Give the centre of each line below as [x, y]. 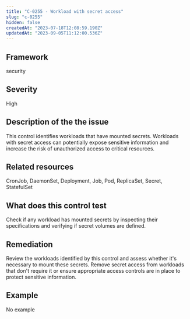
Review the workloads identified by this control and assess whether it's [91, 258]
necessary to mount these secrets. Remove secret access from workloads [95, 265]
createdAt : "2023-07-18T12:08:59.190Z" [54, 28]
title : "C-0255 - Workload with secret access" [65, 11]
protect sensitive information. [41, 277]
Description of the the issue [57, 122]
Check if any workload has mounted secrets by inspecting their [82, 219]
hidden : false [23, 22]
